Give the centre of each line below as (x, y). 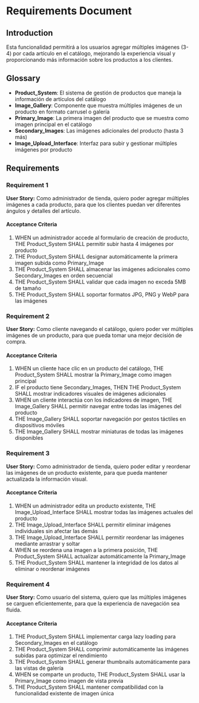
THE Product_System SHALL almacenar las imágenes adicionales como (102, 269)
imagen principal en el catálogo (53, 124)
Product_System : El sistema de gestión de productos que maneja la (98, 93)
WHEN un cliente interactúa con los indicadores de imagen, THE (94, 400)
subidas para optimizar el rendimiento (61, 655)
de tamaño (28, 288)
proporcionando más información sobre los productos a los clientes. (90, 60)
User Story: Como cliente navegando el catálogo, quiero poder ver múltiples (100, 329)
